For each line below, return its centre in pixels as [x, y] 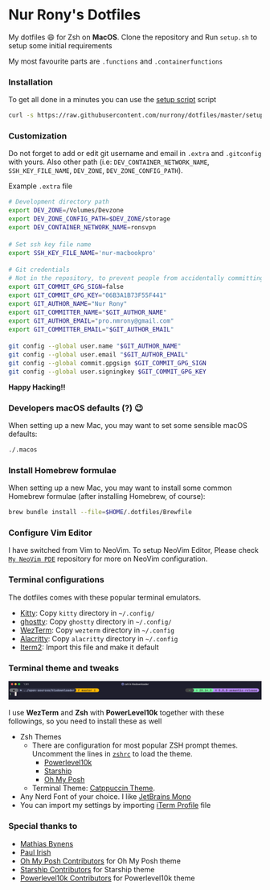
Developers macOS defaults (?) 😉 [76, 408]
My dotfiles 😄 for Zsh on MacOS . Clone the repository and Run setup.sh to [133, 37]
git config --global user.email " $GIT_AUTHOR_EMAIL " [98, 355]
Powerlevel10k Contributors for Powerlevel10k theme [107, 878]
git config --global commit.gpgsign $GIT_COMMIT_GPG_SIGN [107, 364]
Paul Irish [35, 852]
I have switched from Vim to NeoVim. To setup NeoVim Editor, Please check [133, 550]
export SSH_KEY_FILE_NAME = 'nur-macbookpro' [82, 253]
